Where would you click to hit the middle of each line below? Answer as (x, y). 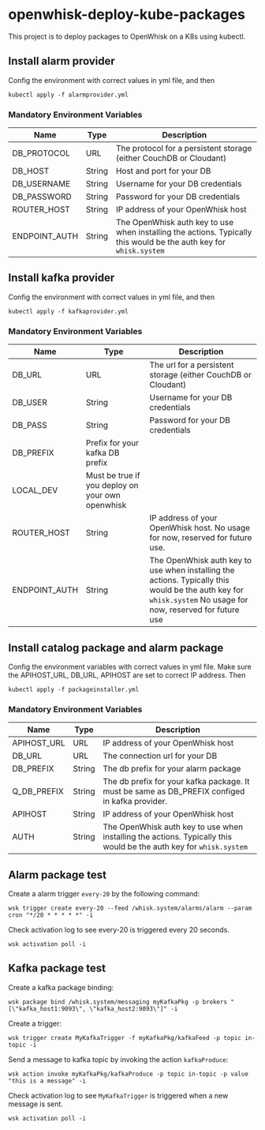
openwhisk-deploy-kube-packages (127, 15)
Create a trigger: (35, 1023)
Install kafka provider (62, 278)
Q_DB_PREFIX (38, 791)
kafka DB (103, 453)
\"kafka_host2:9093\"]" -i (134, 1008)
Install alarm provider (62, 61)
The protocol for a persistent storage (184, 148)
